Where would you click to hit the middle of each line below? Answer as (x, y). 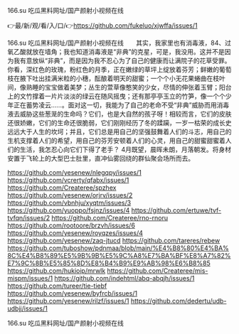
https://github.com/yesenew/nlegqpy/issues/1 (75, 172)
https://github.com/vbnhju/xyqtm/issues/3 (69, 203)
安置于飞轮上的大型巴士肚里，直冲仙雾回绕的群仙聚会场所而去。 (101, 158)
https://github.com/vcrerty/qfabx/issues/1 (68, 180)
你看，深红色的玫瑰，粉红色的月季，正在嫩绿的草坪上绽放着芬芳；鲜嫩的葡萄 (119, 69)
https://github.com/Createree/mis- (158, 271)
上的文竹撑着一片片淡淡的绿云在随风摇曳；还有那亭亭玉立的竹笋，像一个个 (116, 96)
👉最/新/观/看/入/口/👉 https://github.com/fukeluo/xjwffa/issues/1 (102, 26)
